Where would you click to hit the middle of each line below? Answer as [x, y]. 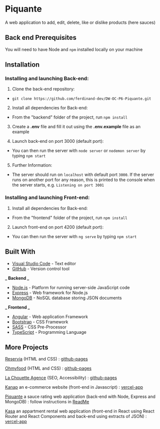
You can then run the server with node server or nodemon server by [79, 151]
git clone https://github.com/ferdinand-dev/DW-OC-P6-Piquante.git [81, 99]
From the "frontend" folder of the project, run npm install [70, 218]
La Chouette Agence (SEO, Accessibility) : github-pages [61, 378]
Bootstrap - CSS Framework [40, 322]
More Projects [27, 347]
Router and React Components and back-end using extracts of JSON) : [76, 416]
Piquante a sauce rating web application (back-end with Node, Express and [80, 396]
